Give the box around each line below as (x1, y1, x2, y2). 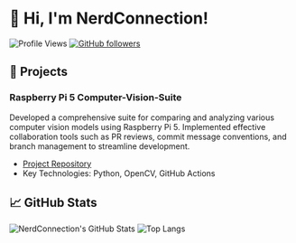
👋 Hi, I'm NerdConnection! (9, 8, 209, 29)
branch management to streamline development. (9, 140, 190, 152)
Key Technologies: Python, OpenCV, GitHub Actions (22, 167, 216, 179)
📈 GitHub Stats (9, 195, 97, 210)
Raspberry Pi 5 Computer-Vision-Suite (9, 91, 182, 104)
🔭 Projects (9, 64, 69, 79)
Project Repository (22, 158, 92, 169)
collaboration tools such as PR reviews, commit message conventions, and (9, 131, 287, 142)
